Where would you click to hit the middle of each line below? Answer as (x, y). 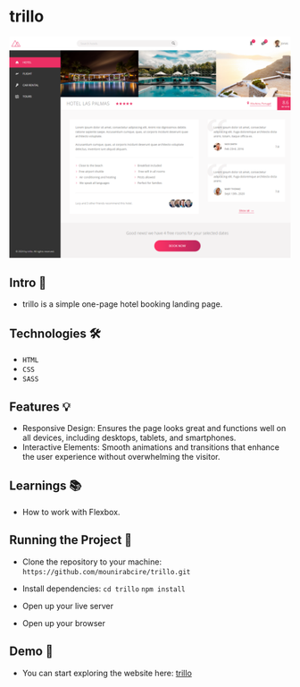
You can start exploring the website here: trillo (107, 673)
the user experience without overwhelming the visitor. (121, 457)
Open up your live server (68, 606)
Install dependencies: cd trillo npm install (104, 589)
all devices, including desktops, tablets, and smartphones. (129, 438)
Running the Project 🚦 (71, 540)
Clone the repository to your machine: (92, 562)
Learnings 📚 (46, 486)
